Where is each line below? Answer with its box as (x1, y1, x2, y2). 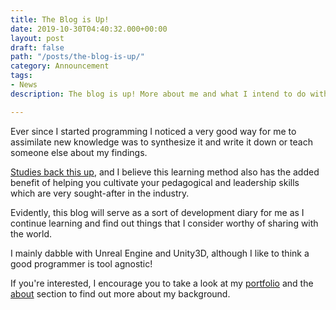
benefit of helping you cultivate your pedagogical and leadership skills (10, 176, 300, 188)
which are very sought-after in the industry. (10, 187, 190, 199)
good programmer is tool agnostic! (10, 257, 153, 270)
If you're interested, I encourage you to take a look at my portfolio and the (10, 277, 314, 289)
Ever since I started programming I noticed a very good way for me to (10, 125, 297, 137)
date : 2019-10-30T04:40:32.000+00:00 (10, 24, 168, 34)
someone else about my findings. (10, 146, 148, 158)
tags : (10, 71, 33, 81)
